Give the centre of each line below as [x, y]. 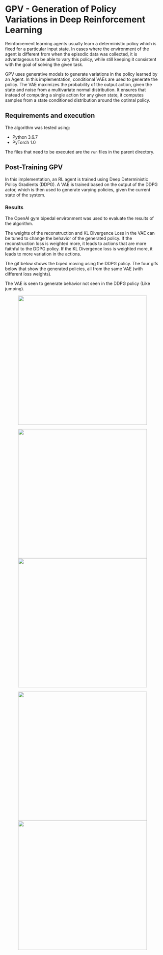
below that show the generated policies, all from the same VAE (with [74, 269]
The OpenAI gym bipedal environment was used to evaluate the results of [80, 218]
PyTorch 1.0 [24, 142]
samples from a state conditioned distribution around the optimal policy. [78, 100]
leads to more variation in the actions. [43, 254]
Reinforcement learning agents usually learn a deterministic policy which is [81, 43]
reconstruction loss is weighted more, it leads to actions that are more [76, 243]
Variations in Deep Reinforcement [75, 19]
